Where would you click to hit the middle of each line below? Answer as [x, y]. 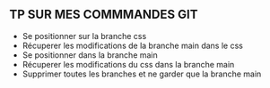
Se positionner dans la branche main [90, 55]
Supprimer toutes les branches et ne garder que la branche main [142, 74]
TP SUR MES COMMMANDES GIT [104, 15]
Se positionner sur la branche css [84, 36]
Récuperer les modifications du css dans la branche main [128, 64]
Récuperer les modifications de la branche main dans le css [133, 45]
